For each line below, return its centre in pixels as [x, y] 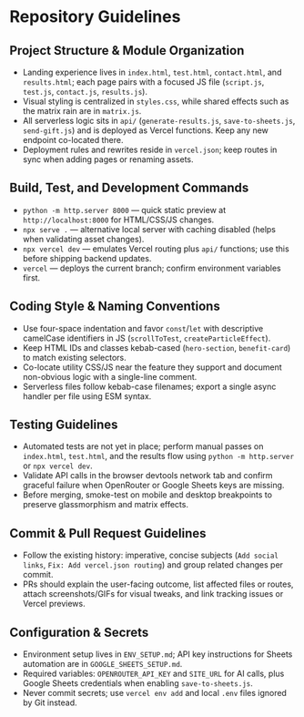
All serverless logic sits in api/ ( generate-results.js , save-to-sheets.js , [159, 121]
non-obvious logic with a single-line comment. [110, 376]
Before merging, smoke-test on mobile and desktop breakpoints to [147, 495]
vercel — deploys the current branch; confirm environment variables [152, 268]
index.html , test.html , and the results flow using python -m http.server [158, 456]
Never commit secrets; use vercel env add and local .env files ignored [154, 693]
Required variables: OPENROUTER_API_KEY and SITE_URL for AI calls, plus [153, 674]
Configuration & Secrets [79, 632]
